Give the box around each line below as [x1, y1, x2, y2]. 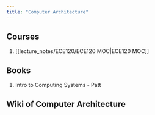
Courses [6, 32, 40, 42]
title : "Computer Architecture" [6, 9, 88, 15]
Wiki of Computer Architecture [6, 99, 126, 110]
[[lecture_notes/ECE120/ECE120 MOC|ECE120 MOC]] [15, 47, 150, 55]
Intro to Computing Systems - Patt [15, 82, 101, 89]
